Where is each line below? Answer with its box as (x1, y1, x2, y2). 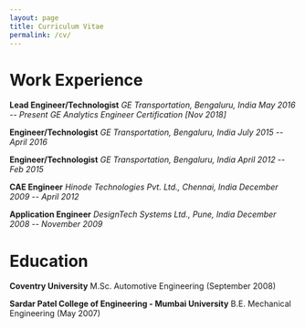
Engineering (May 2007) (9, 308, 101, 319)
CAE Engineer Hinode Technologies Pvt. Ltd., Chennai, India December (9, 181, 279, 192)
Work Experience (9, 69, 143, 90)
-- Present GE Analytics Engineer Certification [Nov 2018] (9, 109, 226, 120)
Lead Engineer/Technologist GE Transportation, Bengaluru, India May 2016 (9, 99, 296, 110)
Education (9, 251, 89, 272)
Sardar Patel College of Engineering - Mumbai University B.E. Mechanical (9, 298, 292, 310)
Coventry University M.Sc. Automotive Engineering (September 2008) (9, 281, 277, 292)
